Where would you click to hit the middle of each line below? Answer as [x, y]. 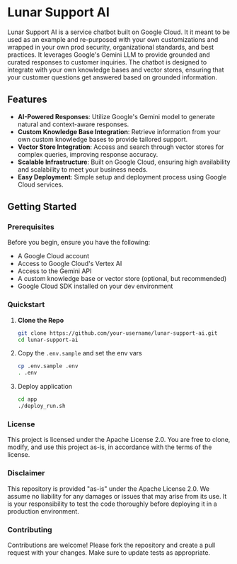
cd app [27, 399]
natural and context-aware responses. [73, 124]
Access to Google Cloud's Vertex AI [70, 264]
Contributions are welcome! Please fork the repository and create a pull [111, 545]
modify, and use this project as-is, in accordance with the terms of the [110, 447]
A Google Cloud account [53, 256]
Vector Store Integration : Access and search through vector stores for [121, 147]
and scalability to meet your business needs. [83, 169]
